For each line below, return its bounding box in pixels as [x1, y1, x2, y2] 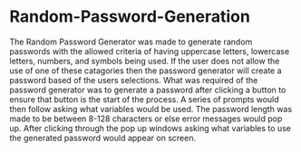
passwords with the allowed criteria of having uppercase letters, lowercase [9, 45, 290, 56]
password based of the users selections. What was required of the [9, 74, 258, 85]
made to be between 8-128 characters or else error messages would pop [9, 113, 283, 124]
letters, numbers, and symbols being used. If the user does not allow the [9, 55, 280, 66]
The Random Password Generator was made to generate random [9, 36, 253, 47]
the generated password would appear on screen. [9, 132, 197, 143]
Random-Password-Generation [9, 6, 251, 27]
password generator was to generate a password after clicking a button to [9, 84, 286, 95]
